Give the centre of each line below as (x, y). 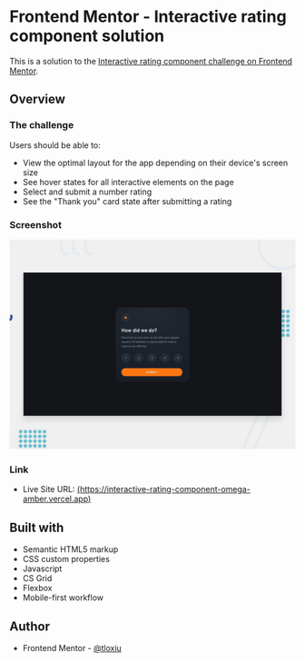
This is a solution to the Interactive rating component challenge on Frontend (151, 61)
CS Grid (37, 578)
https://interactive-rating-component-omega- (166, 489)
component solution (87, 36)
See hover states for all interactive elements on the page (128, 182)
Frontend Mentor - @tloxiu (72, 647)
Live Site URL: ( (51, 489)
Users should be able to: (55, 145)
